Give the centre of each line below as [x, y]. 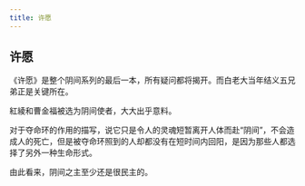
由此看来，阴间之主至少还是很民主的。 [81, 172]
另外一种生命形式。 [61, 153]
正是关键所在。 [45, 92]
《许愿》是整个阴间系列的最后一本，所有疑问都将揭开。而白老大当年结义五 [148, 80]
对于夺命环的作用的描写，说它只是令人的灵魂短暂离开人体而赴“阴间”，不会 [148, 130]
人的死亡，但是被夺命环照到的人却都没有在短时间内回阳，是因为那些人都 [152, 142]
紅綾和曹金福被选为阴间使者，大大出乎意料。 [93, 111]
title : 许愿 [30, 18]
